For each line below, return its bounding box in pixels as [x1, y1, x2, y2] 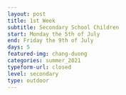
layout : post [7, 10, 46, 18]
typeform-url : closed [7, 64, 72, 71]
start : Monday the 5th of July [7, 30, 100, 38]
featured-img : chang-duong [7, 51, 88, 58]
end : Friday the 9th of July [7, 37, 94, 44]
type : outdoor [7, 76, 50, 84]
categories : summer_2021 [7, 57, 81, 64]
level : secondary [7, 70, 59, 77]
